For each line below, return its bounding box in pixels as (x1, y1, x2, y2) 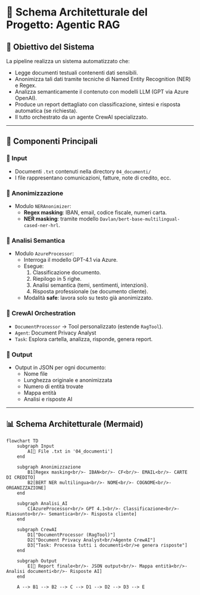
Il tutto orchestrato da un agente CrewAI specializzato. (14, 113, 148, 120)
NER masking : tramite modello (23, 215, 99, 222)
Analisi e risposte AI (23, 395, 73, 402)
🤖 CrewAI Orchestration (6, 309, 76, 318)
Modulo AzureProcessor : (14, 250, 74, 257)
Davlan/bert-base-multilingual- (99, 216, 180, 222)
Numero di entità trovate (23, 383, 83, 390)
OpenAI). (14, 95, 37, 101)
